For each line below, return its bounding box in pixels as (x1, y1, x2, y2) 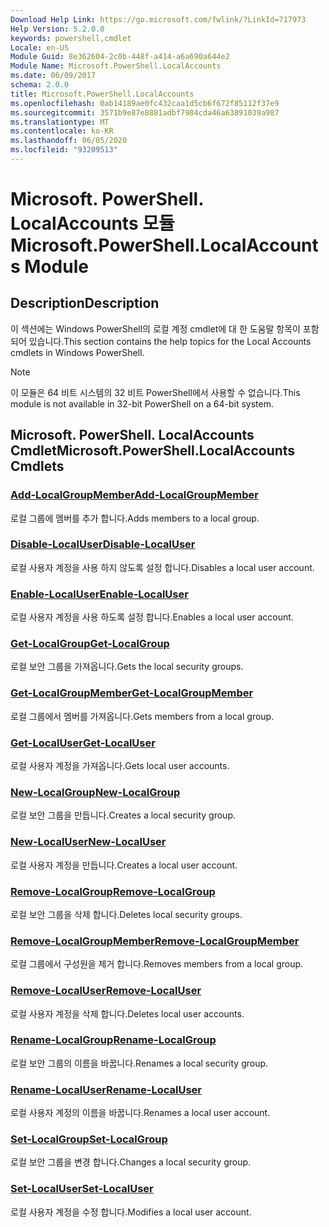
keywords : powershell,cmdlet (10, 33, 132, 43)
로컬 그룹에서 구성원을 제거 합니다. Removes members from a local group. (10, 958, 304, 970)
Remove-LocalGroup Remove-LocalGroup (10, 884, 216, 898)
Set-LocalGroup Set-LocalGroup (10, 1132, 168, 1146)
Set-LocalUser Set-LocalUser (10, 1182, 154, 1196)
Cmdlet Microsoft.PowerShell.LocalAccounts (10, 442, 296, 460)
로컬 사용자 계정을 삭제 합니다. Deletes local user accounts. (10, 1007, 245, 1020)
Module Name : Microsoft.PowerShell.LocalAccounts (10, 61, 222, 71)
